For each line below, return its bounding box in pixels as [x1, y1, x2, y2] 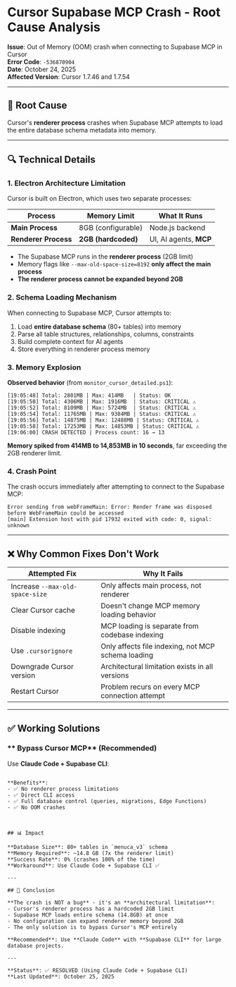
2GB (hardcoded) [79, 234, 138, 244]
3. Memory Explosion [7, 362, 81, 372]
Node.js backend [149, 223, 206, 233]
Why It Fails [143, 569, 183, 579]
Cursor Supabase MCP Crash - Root [7, 4, 221, 20]
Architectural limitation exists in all [100, 662, 214, 672]
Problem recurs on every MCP [100, 682, 200, 692]
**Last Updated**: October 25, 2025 [7, 973, 114, 980]
